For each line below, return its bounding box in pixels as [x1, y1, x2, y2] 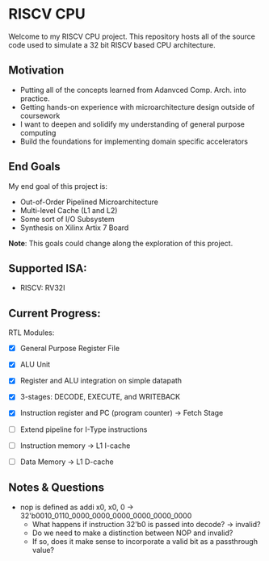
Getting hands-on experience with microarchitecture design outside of [19, 102, 255, 111]
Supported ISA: [8, 262, 87, 275]
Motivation [8, 64, 65, 77]
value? [32, 545, 55, 555]
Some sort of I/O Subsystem [19, 214, 115, 224]
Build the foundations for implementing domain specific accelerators [19, 136, 249, 146]
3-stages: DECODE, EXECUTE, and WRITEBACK [19, 392, 180, 402]
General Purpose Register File [19, 344, 120, 354]
